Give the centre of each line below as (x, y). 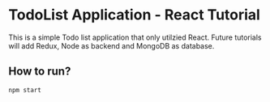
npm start (25, 90)
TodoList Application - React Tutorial (135, 15)
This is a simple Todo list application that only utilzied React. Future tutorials (135, 37)
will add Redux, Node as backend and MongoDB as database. (111, 45)
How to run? (40, 72)
